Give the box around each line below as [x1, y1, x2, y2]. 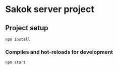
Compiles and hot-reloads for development [5, 48, 113, 55]
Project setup [5, 24, 49, 32]
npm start [5, 60, 26, 65]
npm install [5, 37, 30, 42]
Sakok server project [5, 4, 94, 15]
